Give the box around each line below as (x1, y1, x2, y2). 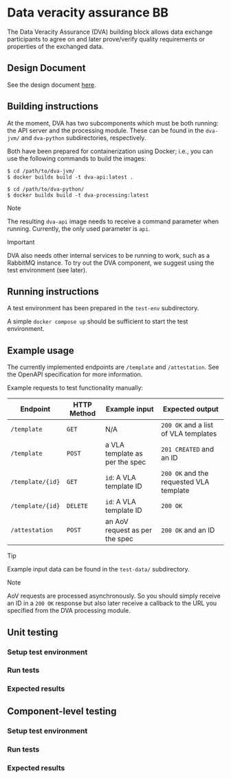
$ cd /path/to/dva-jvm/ (7, 168, 76, 174)
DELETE (66, 502, 88, 510)
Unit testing (7, 626, 58, 638)
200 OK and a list (161, 421, 213, 430)
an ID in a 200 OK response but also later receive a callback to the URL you (7, 599, 217, 607)
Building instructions (7, 101, 98, 112)
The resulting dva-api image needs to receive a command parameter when (7, 217, 219, 225)
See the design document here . (7, 81, 96, 89)
